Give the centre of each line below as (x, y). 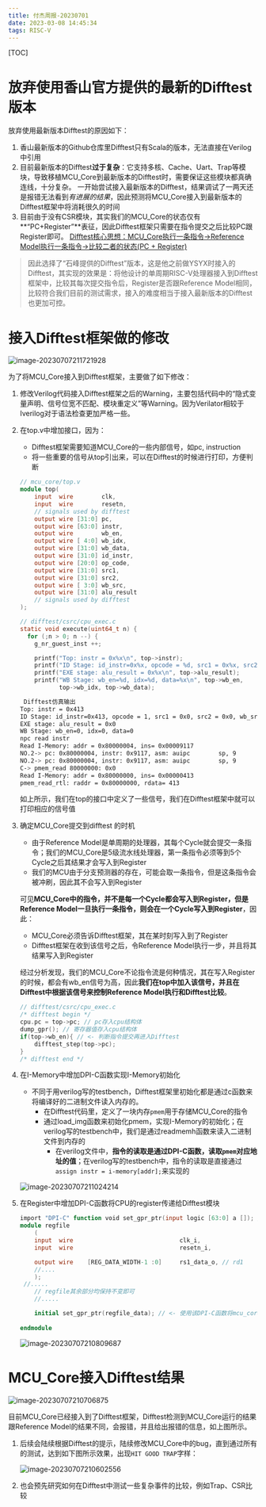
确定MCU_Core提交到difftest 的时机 (77, 826)
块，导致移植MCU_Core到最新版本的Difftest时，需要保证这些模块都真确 (135, 177)
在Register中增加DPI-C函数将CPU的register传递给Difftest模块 (120, 1203)
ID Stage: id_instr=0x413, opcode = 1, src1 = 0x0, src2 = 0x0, (128, 717)
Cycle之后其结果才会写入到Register (89, 863)
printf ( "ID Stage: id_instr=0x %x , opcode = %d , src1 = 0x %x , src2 (146, 666)
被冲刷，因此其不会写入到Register (87, 882)
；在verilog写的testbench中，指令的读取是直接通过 (159, 1161)
